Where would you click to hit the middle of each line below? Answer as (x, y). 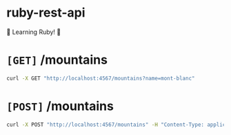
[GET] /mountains (57, 60)
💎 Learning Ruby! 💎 (34, 32)
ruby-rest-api (46, 13)
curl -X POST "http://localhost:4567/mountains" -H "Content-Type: (106, 125)
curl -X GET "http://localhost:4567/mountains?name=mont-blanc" (101, 78)
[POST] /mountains (60, 106)
